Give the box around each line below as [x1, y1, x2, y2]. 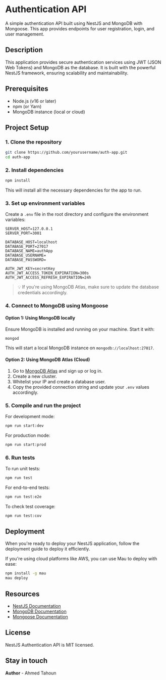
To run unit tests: [5, 466, 40, 472]
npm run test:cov [5, 513, 42, 518]
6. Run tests [5, 454, 35, 461]
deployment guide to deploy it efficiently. [5, 546, 90, 552]
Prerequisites [5, 84, 48, 93]
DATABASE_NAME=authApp [5, 249, 53, 254]
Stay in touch [5, 656, 48, 665]
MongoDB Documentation [12, 608, 67, 615]
